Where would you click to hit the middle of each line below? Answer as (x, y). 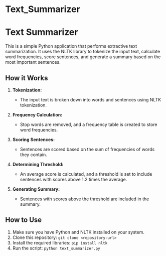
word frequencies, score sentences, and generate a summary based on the (83, 57)
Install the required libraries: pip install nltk (60, 242)
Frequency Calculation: (37, 114)
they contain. (34, 155)
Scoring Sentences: (34, 140)
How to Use (24, 220)
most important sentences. (33, 62)
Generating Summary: (36, 189)
